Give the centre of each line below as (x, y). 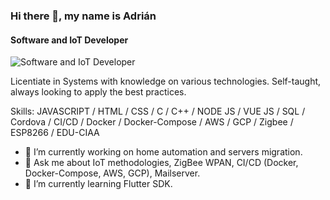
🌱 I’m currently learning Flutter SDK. (98, 184)
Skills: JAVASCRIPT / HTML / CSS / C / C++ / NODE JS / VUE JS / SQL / (158, 111)
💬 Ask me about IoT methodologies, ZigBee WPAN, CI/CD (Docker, (161, 163)
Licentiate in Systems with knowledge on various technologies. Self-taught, (166, 81)
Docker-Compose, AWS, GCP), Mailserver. (112, 173)
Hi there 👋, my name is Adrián (83, 16)
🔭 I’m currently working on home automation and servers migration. (163, 152)
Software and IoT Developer (69, 40)
